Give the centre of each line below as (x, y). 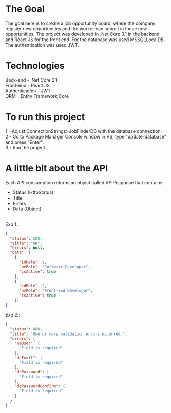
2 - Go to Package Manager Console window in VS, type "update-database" (86, 136)
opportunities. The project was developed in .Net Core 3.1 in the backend (82, 34)
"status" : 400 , (26, 329)
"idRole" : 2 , (33, 286)
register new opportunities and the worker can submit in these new (76, 28)
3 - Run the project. (26, 147)
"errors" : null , (27, 248)
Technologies (35, 66)
